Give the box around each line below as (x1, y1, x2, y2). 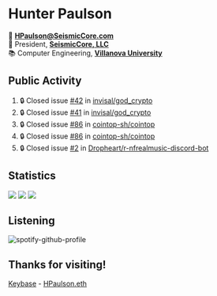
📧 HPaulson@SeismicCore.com (8, 31, 114, 40)
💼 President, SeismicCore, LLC (8, 39, 109, 48)
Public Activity (8, 74, 82, 88)
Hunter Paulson (8, 5, 112, 23)
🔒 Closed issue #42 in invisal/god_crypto (19, 96, 153, 105)
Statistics (8, 169, 57, 183)
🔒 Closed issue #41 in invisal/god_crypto (19, 108, 152, 117)
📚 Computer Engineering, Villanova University (8, 48, 163, 58)
